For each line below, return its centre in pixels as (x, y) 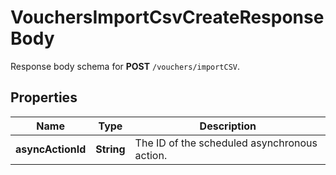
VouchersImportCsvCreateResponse (167, 17)
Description (228, 126)
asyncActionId (51, 149)
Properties (44, 97)
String (110, 149)
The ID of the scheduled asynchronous (226, 143)
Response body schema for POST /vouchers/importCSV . (125, 66)
